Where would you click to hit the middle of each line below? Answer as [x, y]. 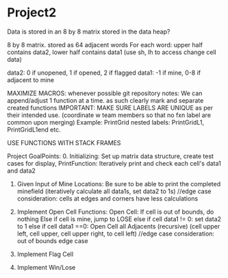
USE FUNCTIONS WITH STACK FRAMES [64, 142]
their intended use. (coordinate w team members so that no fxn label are [109, 115]
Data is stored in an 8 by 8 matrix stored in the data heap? [89, 31]
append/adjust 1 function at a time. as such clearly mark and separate [105, 100]
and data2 [22, 170]
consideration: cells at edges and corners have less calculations [107, 198]
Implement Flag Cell [45, 254]
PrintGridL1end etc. [34, 129]
